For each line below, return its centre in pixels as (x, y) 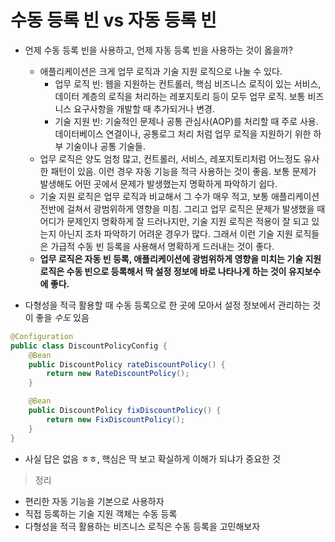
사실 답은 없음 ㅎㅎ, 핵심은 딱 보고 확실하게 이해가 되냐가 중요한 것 (152, 458)
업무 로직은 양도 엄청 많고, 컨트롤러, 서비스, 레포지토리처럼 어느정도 (170, 158)
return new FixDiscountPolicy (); (116, 419)
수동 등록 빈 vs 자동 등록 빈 (113, 20)
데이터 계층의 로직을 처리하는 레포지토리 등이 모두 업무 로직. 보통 (180, 96)
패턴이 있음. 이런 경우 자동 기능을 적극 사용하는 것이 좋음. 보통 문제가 (183, 171)
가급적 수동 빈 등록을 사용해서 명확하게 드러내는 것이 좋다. (162, 246)
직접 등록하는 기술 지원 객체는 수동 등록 (101, 513)
